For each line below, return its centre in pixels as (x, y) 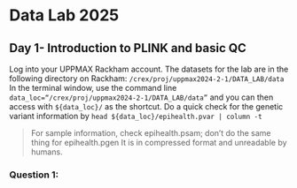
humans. (47, 152)
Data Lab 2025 (64, 15)
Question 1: (34, 175)
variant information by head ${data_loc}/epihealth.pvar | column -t (136, 116)
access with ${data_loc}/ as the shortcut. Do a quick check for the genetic (146, 106)
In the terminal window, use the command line (93, 88)
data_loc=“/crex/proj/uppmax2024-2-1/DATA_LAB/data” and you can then (141, 97)
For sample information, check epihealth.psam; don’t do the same (151, 133)
